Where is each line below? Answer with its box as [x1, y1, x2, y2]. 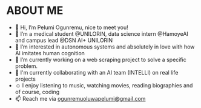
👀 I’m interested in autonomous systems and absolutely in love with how [15, 43, 195, 50]
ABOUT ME [6, 4, 64, 18]
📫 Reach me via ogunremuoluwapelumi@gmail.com [15, 95, 146, 102]
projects [15, 75, 36, 83]
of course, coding [15, 88, 59, 95]
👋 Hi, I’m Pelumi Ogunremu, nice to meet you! [15, 24, 128, 31]
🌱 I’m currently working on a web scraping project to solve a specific [15, 56, 186, 63]
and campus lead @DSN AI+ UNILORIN [15, 36, 113, 44]
